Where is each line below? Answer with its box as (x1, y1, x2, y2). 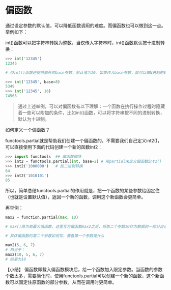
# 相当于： (5, 247, 25, 252)
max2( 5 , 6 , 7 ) (5, 242, 36, 247)
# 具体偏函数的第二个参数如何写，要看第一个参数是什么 (5, 234, 105, 239)
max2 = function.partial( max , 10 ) (5, 215, 79, 220)
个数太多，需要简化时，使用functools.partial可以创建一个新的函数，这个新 (5, 273, 160, 279)
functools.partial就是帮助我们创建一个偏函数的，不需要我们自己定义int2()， (5, 138, 162, 144)
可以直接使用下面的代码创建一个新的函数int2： (5, 144, 103, 150)
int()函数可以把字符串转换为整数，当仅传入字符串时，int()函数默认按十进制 (5, 39, 160, 46)
